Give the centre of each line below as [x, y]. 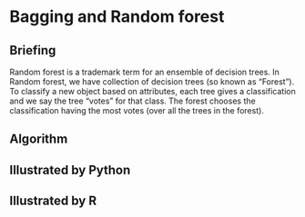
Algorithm [39, 139]
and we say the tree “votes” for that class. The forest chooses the [133, 101]
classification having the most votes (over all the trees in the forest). [137, 110]
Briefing [33, 50]
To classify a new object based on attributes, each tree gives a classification [152, 91]
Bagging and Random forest [117, 17]
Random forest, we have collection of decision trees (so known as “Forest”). [152, 82]
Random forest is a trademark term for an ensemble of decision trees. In [145, 72]
